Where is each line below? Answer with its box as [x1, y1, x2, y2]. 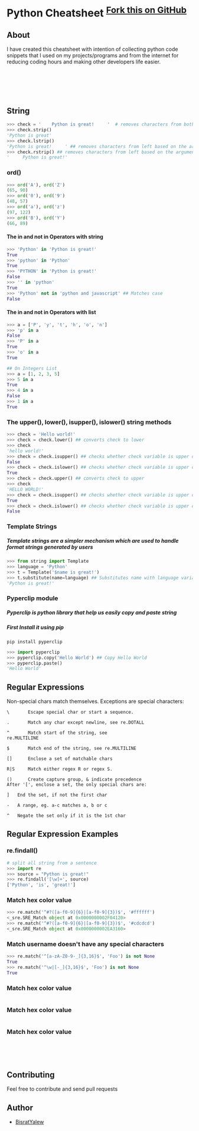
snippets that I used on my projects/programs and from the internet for [6, 52, 179, 59]
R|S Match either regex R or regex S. [6, 766, 113, 772]
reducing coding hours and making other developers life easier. [6, 58, 161, 66]
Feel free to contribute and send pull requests [6, 1085, 118, 1093]
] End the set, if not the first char [6, 792, 108, 798]
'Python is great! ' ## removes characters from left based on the [6, 143, 187, 149]
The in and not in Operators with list [6, 309, 96, 316]
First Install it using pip [6, 624, 64, 631]
